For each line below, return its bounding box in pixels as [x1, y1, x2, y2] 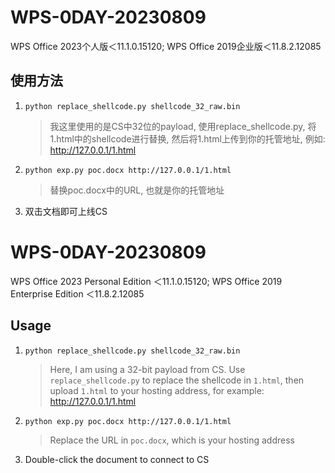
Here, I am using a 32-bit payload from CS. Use [49, 363, 246, 375]
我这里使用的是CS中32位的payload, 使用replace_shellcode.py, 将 [49, 120, 317, 132]
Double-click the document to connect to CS [24, 453, 210, 465]
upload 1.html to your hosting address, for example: [49, 384, 265, 396]
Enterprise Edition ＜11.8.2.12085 [10, 287, 145, 300]
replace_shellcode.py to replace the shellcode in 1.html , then [49, 374, 305, 386]
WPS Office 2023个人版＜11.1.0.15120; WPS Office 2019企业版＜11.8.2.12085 [10, 40, 322, 52]
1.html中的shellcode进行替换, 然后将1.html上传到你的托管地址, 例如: [49, 132, 326, 145]
